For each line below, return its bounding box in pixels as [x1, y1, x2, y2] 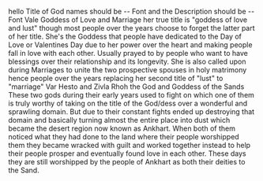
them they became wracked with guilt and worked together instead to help [8, 141, 251, 150]
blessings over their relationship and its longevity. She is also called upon [8, 57, 246, 66]
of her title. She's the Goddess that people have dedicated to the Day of [8, 31, 242, 41]
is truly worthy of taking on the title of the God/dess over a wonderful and [8, 98, 248, 108]
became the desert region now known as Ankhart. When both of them [8, 124, 235, 133]
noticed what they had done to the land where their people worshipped [8, 132, 239, 141]
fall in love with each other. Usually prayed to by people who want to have [8, 49, 249, 57]
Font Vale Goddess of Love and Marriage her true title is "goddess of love [8, 15, 248, 24]
